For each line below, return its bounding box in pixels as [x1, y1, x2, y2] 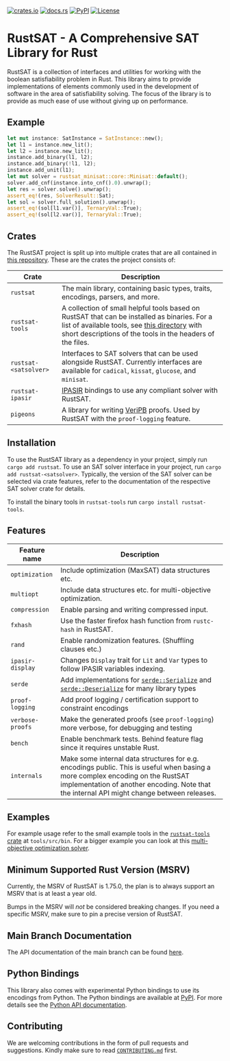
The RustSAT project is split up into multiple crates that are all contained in [7, 248, 217, 256]
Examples [7, 811, 50, 822]
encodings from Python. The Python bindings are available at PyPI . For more [7, 993, 222, 1001]
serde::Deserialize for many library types [60, 683, 196, 693]
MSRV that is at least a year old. [7, 890, 97, 898]
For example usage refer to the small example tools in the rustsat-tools [7, 829, 210, 838]
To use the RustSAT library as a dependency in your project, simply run [7, 455, 207, 463]
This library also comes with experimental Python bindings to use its [7, 986, 200, 994]
